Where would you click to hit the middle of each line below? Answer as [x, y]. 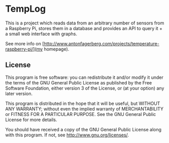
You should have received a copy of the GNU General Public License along [83, 129]
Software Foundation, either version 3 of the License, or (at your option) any [85, 88]
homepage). [57, 49]
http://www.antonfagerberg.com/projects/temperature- [102, 43]
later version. [19, 93]
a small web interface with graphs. [41, 34]
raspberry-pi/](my [24, 49]
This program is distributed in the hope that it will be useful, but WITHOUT [83, 103]
